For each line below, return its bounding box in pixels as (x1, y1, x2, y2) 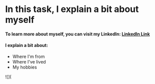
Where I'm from (12, 53, 45, 59)
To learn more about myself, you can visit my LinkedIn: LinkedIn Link (5, 31, 150, 37)
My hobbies (12, 64, 37, 70)
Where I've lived (12, 58, 46, 64)
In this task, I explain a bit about (5, 3, 139, 15)
